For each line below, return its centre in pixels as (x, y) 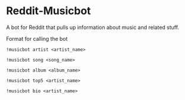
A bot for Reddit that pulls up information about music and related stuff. (92, 27)
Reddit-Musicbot (48, 11)
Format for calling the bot (37, 38)
